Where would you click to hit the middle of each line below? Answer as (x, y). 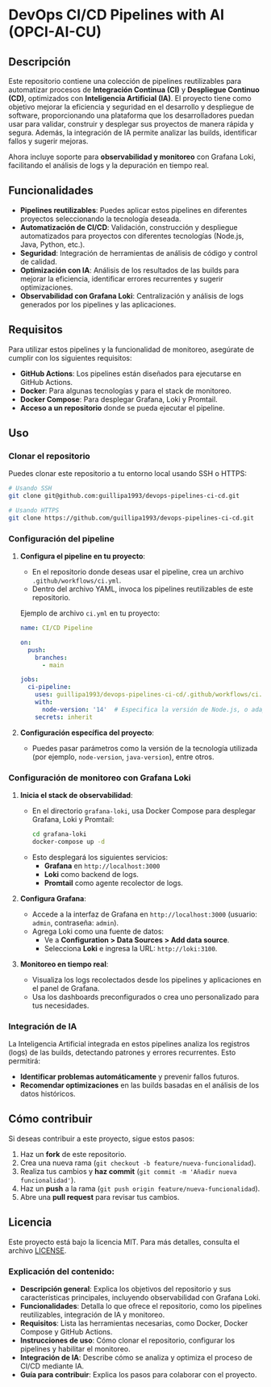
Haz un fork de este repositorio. (73, 1154)
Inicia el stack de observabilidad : (76, 796)
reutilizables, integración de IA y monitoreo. (92, 1314)
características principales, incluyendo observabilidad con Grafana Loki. (140, 1297)
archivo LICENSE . (38, 1250)
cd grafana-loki (59, 834)
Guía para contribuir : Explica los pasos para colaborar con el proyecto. (138, 1374)
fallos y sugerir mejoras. (48, 141)
